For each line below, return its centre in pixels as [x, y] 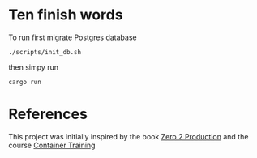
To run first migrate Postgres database [73, 37]
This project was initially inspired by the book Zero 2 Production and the [128, 136]
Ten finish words [66, 15]
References [48, 114]
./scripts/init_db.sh [45, 52]
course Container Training [52, 145]
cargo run [25, 82]
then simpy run [34, 67]
